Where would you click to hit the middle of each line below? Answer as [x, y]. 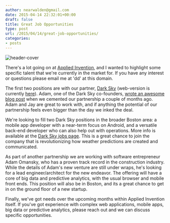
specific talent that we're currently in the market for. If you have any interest [84, 73]
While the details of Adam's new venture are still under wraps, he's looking [83, 167]
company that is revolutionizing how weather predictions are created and [82, 141]
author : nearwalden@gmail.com [37, 10]
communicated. [22, 147]
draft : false [19, 19]
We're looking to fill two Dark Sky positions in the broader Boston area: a [81, 120]
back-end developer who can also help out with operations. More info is [80, 130]
